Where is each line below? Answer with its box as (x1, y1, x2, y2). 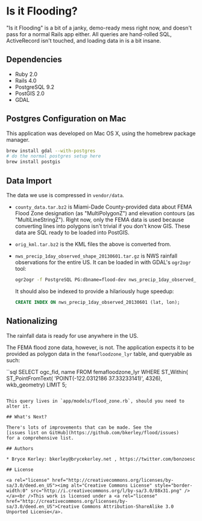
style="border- (154, 482, 193, 488)
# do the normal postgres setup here (6, 153, 101, 159)
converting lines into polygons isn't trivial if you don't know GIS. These (14, 223, 191, 230)
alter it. (6, 403, 31, 409)
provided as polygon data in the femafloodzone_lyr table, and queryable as (6, 350, 192, 357)
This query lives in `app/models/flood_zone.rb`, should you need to (6, 398, 185, 404)
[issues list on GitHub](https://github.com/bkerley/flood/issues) (6, 429, 180, 435)
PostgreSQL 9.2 (14, 83, 55, 90)
